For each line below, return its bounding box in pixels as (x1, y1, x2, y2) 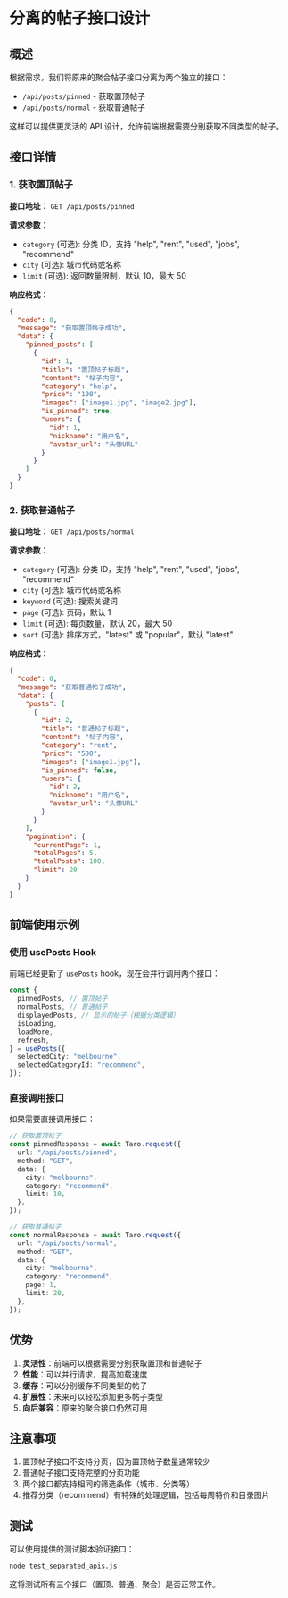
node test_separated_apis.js (9, 1561, 118, 1571)
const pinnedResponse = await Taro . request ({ (9, 1140, 181, 1149)
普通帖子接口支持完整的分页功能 (21, 1468, 140, 1478)
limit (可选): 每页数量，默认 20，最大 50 (21, 618, 173, 629)
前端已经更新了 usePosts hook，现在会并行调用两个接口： (9, 968, 220, 978)
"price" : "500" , (41, 749, 102, 758)
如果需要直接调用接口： (9, 1113, 95, 1125)
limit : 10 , (25, 1189, 66, 1199)
